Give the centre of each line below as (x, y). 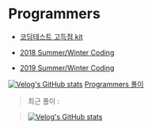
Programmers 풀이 (114, 84)
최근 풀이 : (44, 101)
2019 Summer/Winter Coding (67, 67)
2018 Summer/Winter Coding (67, 52)
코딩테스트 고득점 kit (51, 36)
